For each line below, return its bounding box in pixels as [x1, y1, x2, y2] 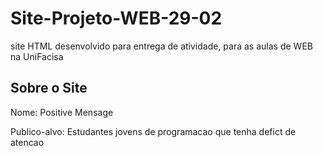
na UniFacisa [10, 50, 64, 62]
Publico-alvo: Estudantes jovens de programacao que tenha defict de [10, 125, 297, 137]
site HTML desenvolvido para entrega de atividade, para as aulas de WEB [10, 40, 313, 52]
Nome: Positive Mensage [10, 106, 114, 118]
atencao [10, 136, 45, 148]
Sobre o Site [10, 80, 88, 97]
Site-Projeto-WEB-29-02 [10, 7, 223, 30]
